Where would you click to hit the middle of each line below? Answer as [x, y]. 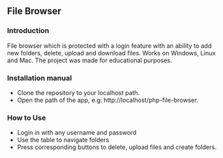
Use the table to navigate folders [63, 140]
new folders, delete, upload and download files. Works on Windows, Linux [112, 53]
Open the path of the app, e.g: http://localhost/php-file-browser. [107, 100]
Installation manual [40, 78]
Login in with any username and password [77, 133]
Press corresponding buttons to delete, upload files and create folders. [117, 147]
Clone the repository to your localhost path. [78, 92]
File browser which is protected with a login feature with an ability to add [109, 45]
